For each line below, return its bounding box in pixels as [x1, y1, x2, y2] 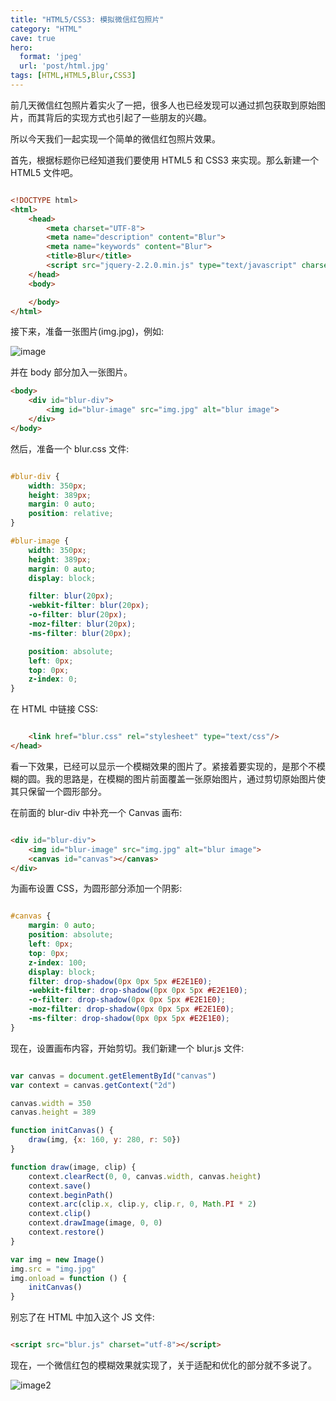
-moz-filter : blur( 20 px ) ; [28, 619, 137, 629]
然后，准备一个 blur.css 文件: [10, 442, 130, 455]
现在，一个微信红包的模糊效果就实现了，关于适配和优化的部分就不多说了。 [10, 1359, 317, 1371]
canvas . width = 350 [10, 1098, 92, 1108]
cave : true [10, 33, 56, 43]
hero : [10, 42, 33, 53]
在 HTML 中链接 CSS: [10, 703, 99, 715]
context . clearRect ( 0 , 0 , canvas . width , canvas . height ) [28, 1171, 262, 1181]
